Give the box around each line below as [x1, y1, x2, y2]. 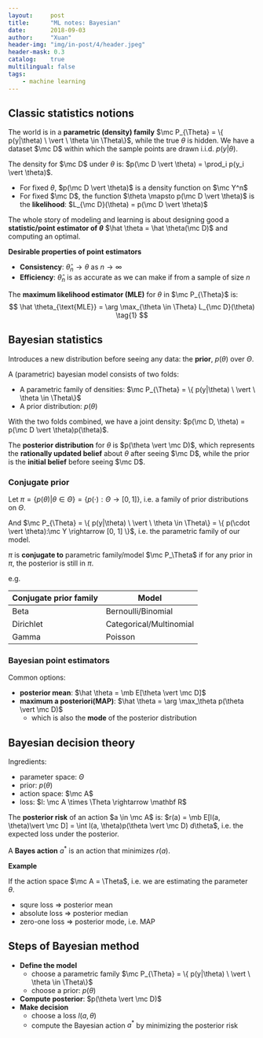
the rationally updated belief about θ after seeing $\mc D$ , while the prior [8, 448, 250, 458]
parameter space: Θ [19, 773, 85, 782]
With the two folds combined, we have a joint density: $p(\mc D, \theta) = [8, 417, 246, 426]
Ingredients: [8, 757, 47, 766]
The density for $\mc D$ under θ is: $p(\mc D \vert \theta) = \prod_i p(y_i [8, 159, 245, 169]
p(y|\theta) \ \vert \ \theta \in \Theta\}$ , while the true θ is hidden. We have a [8, 135, 255, 146]
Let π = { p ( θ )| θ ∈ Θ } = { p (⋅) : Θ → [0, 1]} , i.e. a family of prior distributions [8, 495, 249, 504]
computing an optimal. [8, 232, 81, 241]
